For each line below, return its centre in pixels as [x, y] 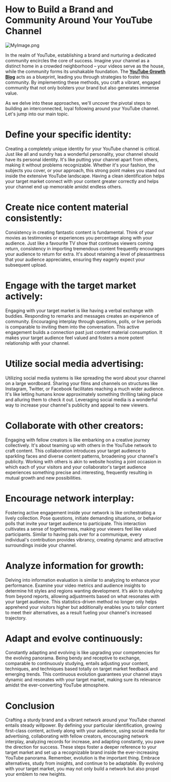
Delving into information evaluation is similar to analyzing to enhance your [83, 580]
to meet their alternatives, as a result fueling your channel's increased [78, 612]
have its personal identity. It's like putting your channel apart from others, [82, 159]
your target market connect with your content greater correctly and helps [82, 181]
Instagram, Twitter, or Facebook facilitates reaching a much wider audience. [85, 389]
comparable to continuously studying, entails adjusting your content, [77, 663]
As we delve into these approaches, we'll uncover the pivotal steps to [78, 103]
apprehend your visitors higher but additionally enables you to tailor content [85, 607]
